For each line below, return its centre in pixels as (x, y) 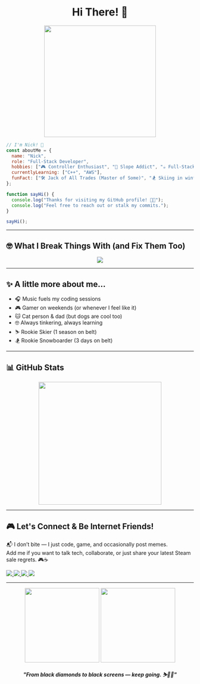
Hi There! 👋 (100, 12)
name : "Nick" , (29, 156)
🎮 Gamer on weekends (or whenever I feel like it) (76, 307)
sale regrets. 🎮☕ (27, 560)
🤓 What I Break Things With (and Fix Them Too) (96, 246)
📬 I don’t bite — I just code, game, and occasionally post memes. (87, 544)
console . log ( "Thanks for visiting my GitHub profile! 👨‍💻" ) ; (87, 200)
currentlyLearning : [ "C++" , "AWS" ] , (57, 173)
